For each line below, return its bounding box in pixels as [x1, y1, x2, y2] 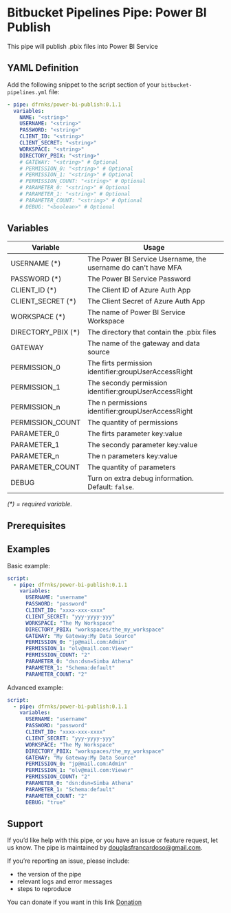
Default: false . [87, 482, 135, 492]
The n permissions [87, 398, 148, 407]
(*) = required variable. [7, 500, 72, 508]
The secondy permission [87, 378, 168, 388]
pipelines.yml [7, 89, 48, 96]
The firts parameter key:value [87, 429, 183, 438]
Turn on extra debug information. [87, 473, 194, 483]
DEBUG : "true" [25, 799, 67, 806]
